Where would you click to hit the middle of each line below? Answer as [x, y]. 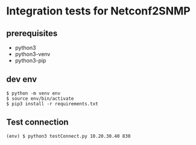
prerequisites [32, 33]
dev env [22, 79]
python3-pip [30, 60]
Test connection [37, 122]
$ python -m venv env [33, 93]
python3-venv [33, 54]
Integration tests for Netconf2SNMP [99, 11]
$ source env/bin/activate [40, 98]
